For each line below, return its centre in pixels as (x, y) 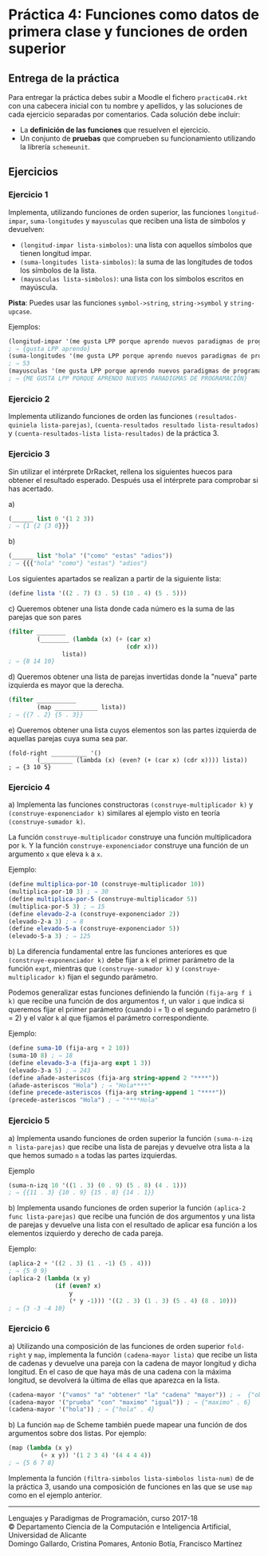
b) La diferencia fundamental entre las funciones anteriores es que (118, 952)
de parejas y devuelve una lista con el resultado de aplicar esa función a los (133, 1225)
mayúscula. (39, 287)
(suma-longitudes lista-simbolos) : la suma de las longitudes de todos (136, 261)
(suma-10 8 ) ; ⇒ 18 (41, 1056)
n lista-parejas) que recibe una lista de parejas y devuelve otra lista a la (129, 1147)
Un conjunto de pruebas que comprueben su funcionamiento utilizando (138, 138)
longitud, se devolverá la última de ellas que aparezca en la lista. (114, 1380)
